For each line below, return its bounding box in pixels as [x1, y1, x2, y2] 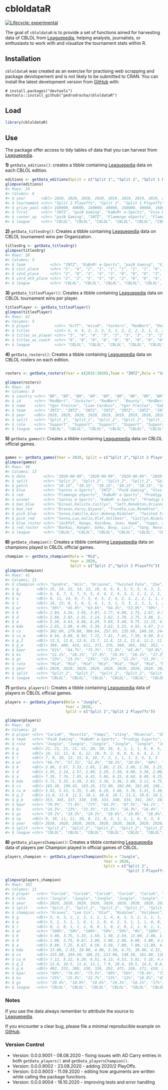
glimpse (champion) [5, 568, 43, 573]
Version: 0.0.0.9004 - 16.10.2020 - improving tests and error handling [12, 1079, 155, 1085]
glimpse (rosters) [5, 380, 41, 385]
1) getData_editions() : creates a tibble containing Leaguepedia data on [5, 162, 152, 168]
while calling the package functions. [12, 1074, 87, 1080]
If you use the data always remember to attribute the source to [5, 1008, 134, 1014]
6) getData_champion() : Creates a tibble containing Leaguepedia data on [5, 539, 154, 545]
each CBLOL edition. [5, 167, 47, 173]
